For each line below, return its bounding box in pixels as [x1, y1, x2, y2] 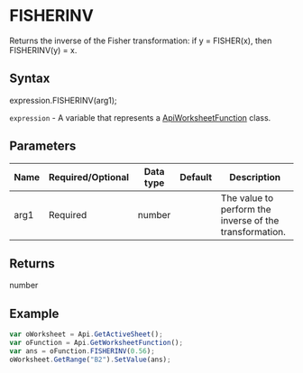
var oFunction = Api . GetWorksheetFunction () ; [9, 339, 183, 348]
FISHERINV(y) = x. [9, 44, 78, 55]
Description [229, 170, 281, 183]
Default [179, 170, 213, 183]
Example [9, 305, 60, 321]
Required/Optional [48, 170, 129, 183]
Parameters [9, 139, 77, 154]
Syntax [9, 71, 50, 86]
